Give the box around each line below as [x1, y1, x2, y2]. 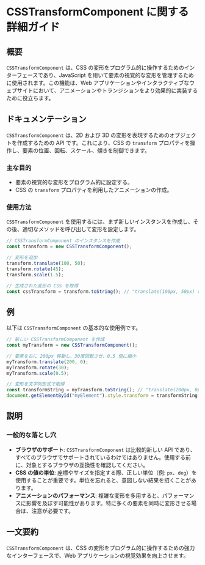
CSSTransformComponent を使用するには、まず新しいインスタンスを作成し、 [6, 218, 193, 226]
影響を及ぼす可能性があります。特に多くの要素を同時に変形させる [26, 499, 192, 507]
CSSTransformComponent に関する [6, 5, 189, 19]
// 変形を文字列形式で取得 [6, 381, 65, 388]
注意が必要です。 [31, 507, 74, 514]
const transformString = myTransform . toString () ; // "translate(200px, [6, 387, 192, 393]
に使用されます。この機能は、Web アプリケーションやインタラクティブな [6, 79, 190, 86]
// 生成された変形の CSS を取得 [6, 282, 79, 289]
